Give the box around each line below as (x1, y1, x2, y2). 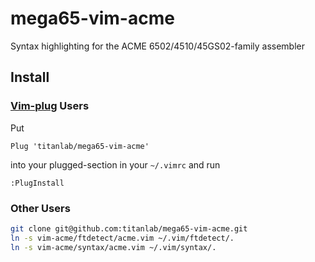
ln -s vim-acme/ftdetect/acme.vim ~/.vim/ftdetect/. (10, 233, 235, 243)
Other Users (10, 201, 71, 215)
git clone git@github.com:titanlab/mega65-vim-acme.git (10, 223, 248, 234)
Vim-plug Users (10, 99, 90, 113)
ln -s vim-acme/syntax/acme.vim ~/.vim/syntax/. (10, 242, 217, 252)
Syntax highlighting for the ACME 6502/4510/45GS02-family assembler (10, 40, 306, 52)
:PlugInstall (10, 178, 65, 188)
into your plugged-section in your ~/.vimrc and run (10, 158, 221, 171)
